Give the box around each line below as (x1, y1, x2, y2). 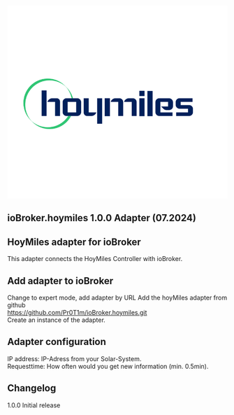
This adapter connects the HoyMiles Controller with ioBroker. (7, 255, 183, 263)
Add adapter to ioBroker (7, 275, 114, 287)
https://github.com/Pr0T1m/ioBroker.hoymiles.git (7, 309, 147, 317)
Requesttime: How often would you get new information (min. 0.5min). (7, 362, 209, 370)
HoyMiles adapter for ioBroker (7, 236, 141, 248)
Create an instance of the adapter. (7, 316, 106, 324)
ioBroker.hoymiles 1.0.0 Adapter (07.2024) (7, 212, 197, 224)
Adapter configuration (7, 336, 107, 348)
